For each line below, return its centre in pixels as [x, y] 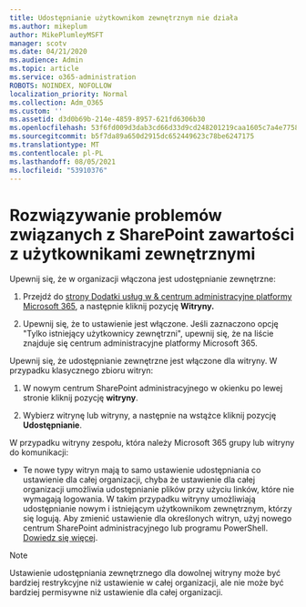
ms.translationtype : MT [55, 145]
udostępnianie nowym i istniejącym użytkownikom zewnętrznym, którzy [158, 509]
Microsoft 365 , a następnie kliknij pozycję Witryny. [118, 307]
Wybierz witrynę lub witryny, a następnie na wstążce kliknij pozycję [149, 416]
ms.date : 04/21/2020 [49, 52]
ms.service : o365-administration [73, 77]
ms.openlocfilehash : [49, 128]
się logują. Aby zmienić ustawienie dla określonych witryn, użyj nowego [157, 519]
